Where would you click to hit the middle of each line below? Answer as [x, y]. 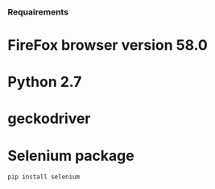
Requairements [38, 12]
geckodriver [49, 119]
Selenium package [71, 156]
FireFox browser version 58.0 [108, 45]
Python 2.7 [45, 82]
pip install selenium [44, 177]
